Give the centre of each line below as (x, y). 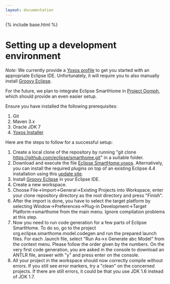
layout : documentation (29, 10)
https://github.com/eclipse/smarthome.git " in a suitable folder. (78, 157)
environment (33, 56)
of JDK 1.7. (24, 276)
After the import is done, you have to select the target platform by (81, 201)
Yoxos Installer (28, 132)
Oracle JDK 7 (27, 127)
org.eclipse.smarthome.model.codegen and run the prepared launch (85, 233)
